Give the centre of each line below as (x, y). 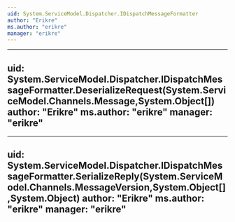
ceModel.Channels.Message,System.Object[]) (111, 101)
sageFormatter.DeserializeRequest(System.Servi (117, 90)
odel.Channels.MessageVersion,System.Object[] (116, 187)
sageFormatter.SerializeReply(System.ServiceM (115, 177)
